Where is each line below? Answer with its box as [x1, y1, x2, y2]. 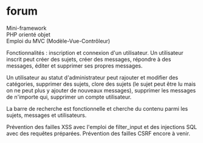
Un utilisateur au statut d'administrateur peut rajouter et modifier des [6, 74, 178, 81]
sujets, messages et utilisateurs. [6, 111, 87, 119]
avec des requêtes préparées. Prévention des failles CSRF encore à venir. [6, 130, 190, 137]
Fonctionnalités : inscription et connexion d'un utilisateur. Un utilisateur [6, 49, 184, 56]
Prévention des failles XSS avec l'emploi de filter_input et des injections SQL [6, 123, 198, 130]
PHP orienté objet [6, 30, 50, 38]
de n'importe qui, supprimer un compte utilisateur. [6, 93, 132, 100]
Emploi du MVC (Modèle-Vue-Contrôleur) [6, 37, 111, 44]
